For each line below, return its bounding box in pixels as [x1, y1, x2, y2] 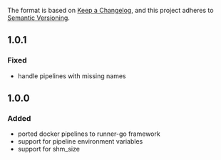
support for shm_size [17, 145, 81, 154]
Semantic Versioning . [7, 14, 70, 22]
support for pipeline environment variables [17, 137, 143, 146]
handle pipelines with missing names [17, 71, 126, 80]
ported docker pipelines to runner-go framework [17, 129, 160, 138]
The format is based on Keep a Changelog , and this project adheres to [7, 6, 214, 14]
